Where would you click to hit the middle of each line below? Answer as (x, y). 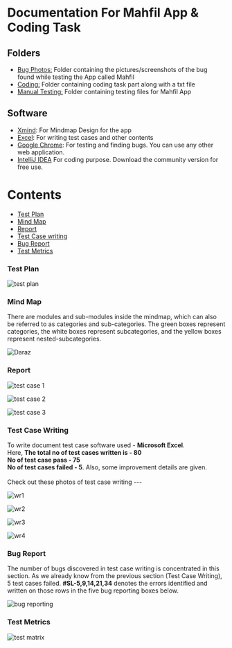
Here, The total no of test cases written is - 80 (74, 452)
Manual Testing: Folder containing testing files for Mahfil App (104, 92)
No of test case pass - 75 (44, 460)
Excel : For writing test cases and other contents (85, 137)
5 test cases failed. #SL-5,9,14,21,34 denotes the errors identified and (107, 584)
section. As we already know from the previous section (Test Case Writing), (115, 576)
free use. (30, 167)
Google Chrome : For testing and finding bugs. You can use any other (115, 145)
